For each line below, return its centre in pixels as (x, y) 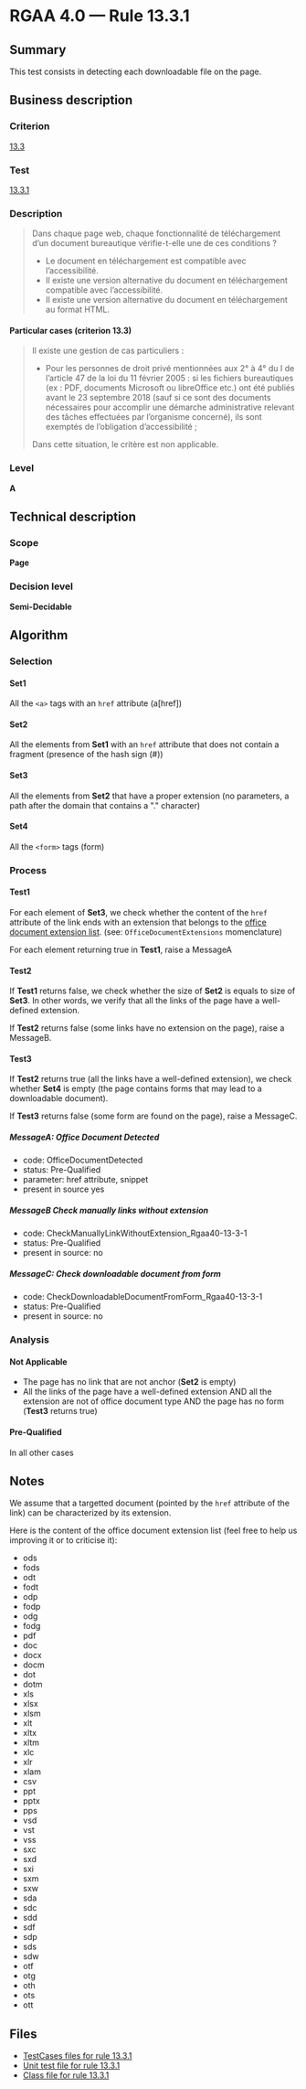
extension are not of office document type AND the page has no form (153, 1401)
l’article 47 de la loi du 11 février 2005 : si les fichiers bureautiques (169, 378)
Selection (31, 661)
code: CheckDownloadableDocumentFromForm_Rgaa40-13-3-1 (142, 1297)
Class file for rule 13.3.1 (66, 2075)
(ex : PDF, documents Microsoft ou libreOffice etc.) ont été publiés (170, 388)
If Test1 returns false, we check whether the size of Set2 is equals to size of (153, 991)
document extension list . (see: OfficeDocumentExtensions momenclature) (146, 932)
